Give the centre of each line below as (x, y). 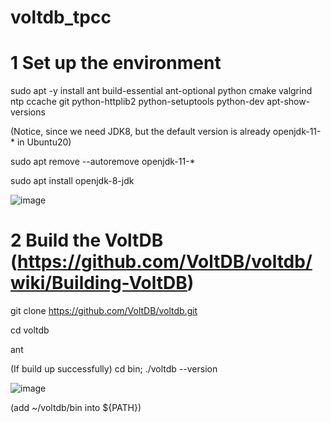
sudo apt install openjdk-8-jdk (72, 181)
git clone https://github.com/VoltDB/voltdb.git (104, 311)
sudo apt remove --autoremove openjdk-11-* (103, 162)
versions (28, 112)
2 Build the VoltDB (87, 240)
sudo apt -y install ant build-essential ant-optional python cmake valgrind (161, 91)
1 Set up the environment (116, 63)
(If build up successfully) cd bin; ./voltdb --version (114, 369)
